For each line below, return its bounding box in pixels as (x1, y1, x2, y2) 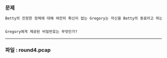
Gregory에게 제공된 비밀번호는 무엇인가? (5, 29, 78, 34)
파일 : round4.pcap (5, 46, 51, 53)
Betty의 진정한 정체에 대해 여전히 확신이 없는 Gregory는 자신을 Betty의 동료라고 (5, 16, 154, 21)
